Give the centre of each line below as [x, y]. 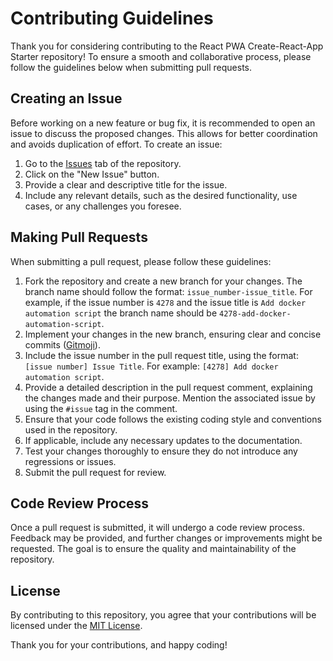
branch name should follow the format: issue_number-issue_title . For [168, 291]
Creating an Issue [66, 98]
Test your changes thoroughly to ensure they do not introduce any [161, 451]
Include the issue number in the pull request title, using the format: [161, 355]
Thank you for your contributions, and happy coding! [119, 645]
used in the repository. [71, 429]
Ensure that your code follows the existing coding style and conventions [173, 419]
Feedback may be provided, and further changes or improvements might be [166, 538]
